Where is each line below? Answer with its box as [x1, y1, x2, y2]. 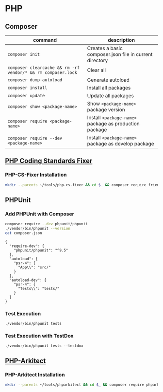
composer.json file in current [87, 51, 153, 57]
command [33, 37, 57, 43]
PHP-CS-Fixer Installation [5, 171, 67, 178]
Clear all [87, 67, 106, 73]
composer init [7, 52, 40, 57]
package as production [87, 120, 140, 127]
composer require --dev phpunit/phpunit [5, 222, 88, 227]
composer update [7, 93, 45, 98]
